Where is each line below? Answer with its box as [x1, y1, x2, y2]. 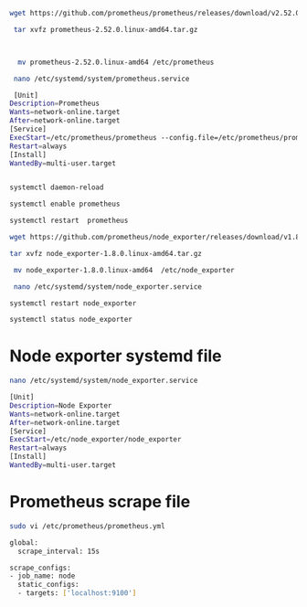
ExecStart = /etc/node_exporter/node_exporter [9, 435, 182, 444]
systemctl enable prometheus [9, 199, 121, 209]
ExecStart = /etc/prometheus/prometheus [9, 133, 157, 142]
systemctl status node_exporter [9, 315, 132, 325]
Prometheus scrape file [9, 492, 191, 512]
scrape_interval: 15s [17, 547, 101, 556]
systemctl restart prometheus [9, 216, 129, 226]
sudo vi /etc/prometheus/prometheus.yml [9, 521, 166, 530]
